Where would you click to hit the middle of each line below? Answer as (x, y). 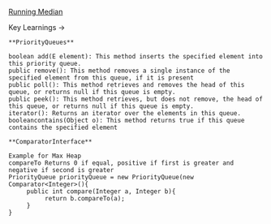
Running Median (36, 12)
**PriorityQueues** (41, 42)
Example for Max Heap (45, 156)
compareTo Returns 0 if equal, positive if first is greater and (121, 163)
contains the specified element (63, 127)
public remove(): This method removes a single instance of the (119, 71)
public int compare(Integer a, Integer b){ (101, 192)
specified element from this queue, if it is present (101, 78)
